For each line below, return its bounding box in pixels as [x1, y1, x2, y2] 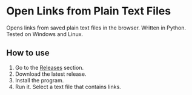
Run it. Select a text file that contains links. [15, 83, 121, 90]
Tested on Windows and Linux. [6, 30, 84, 37]
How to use [6, 48, 50, 58]
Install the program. [15, 76, 64, 84]
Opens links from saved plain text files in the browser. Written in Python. [6, 24, 187, 31]
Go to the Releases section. [15, 64, 84, 71]
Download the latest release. [15, 70, 87, 78]
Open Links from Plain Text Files [6, 4, 171, 18]
